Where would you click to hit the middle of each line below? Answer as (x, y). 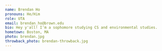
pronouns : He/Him (23, 14)
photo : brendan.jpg (25, 37)
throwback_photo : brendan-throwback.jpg (47, 41)
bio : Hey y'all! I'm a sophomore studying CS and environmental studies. (81, 28)
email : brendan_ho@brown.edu (35, 23)
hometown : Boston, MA (27, 32)
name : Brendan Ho (23, 9)
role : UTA (15, 18)
